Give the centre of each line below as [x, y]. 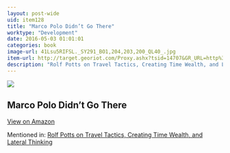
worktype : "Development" [42, 33]
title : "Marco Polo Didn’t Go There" [61, 26]
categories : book [32, 45]
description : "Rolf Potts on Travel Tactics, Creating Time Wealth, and [113, 64]
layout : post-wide [33, 13]
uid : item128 [26, 20]
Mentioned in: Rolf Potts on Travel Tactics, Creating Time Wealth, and [105, 135]
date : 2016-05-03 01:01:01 [46, 39]
